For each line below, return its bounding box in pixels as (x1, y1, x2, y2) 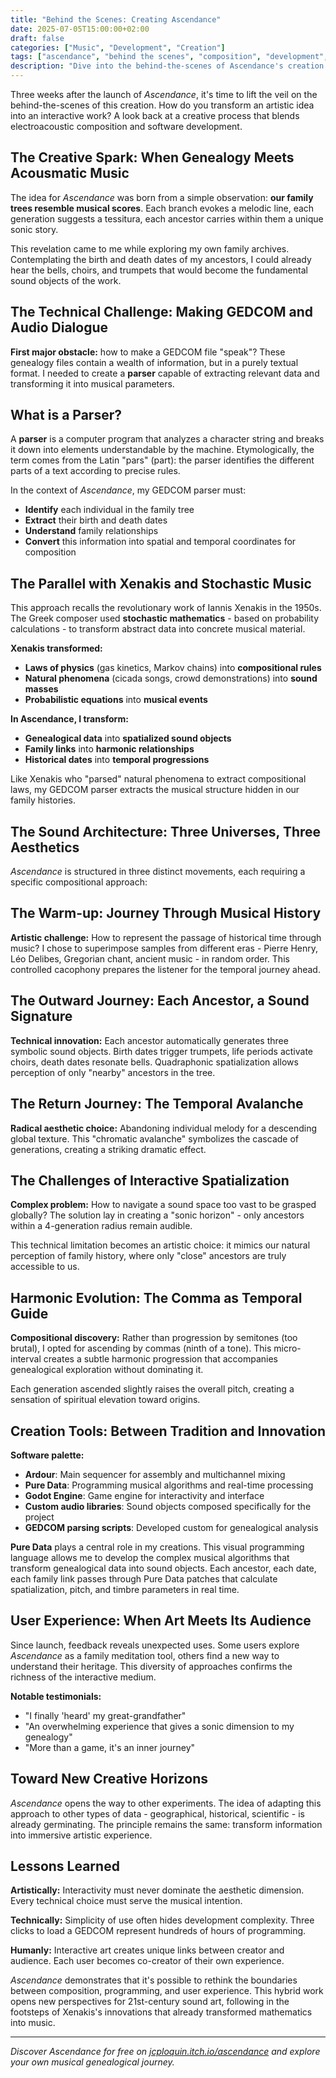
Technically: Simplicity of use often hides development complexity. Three (10, 1914, 315, 1926)
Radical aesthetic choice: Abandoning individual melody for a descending (10, 1122, 318, 1134)
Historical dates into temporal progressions (24, 754, 210, 766)
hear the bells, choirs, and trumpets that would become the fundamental (10, 264, 308, 276)
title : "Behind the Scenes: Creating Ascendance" (10, 14, 222, 25)
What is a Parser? (10, 407, 122, 424)
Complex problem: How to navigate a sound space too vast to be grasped (10, 1199, 317, 1211)
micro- (273, 1342, 302, 1355)
